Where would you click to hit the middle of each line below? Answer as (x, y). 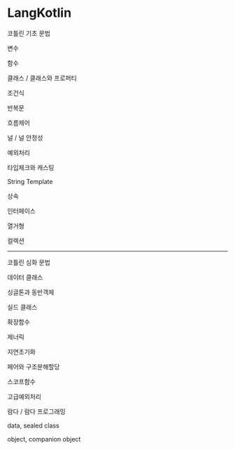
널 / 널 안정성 (25, 138)
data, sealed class (33, 425)
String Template (30, 181)
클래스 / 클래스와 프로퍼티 (42, 78)
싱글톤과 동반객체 (31, 292)
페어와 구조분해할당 (34, 366)
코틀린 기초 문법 (29, 33)
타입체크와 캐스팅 (31, 167)
